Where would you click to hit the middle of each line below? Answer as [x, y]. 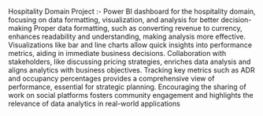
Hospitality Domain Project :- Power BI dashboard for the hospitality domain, [132, 11]
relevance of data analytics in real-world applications [94, 103]
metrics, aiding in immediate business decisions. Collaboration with [117, 53]
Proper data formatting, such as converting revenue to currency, [138, 28]
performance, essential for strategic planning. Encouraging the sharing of [127, 87]
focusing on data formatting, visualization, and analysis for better [114, 20]
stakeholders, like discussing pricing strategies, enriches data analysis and [130, 62]
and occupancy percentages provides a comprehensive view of [111, 79]
